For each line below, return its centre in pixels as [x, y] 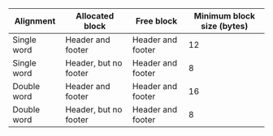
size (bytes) [225, 26]
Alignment [35, 21]
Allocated [95, 16]
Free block [156, 21]
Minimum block [225, 16]
